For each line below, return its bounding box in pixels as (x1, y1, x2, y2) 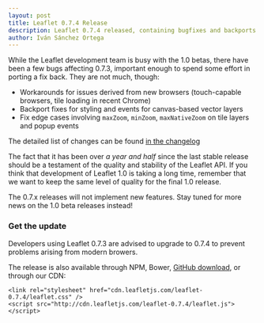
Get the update (8, 221, 67, 232)
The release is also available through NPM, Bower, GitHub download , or (8, 262, 241, 272)
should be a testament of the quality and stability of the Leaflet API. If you (8, 160, 248, 170)
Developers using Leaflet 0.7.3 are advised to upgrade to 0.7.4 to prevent (8, 238, 245, 248)
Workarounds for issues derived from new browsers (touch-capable (19, 88, 242, 97)
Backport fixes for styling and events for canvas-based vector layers (19, 104, 243, 114)
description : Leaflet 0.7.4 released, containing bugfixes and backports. (8, 26, 260, 34)
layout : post (8, 11, 51, 20)
